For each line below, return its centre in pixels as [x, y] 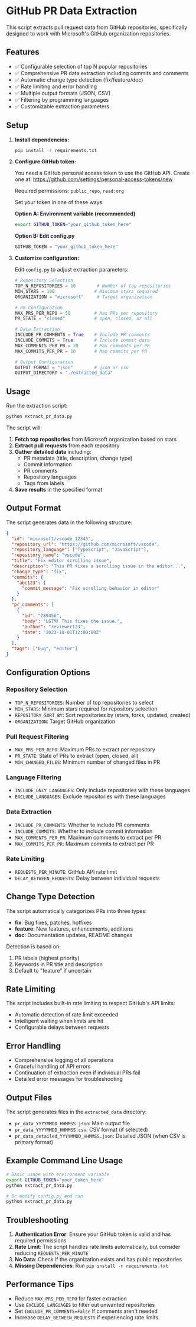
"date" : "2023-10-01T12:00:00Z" [61, 632]
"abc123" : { [31, 583]
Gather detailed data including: [53, 452]
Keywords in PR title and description [59, 964]
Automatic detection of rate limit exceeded [66, 1015]
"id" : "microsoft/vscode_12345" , [53, 539]
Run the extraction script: [37, 406]
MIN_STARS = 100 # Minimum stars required [86, 291]
